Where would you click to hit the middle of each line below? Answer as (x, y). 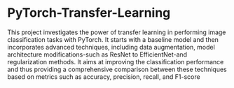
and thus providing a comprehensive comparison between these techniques (117, 69)
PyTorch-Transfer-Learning (89, 13)
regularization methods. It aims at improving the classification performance (116, 61)
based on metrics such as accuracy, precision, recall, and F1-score (104, 76)
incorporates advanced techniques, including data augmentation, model (111, 47)
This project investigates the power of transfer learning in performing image (117, 32)
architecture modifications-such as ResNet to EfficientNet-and (97, 54)
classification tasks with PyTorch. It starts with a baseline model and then (113, 39)
